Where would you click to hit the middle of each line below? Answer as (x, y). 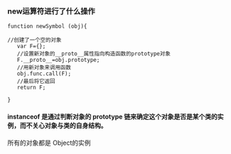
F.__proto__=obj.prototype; (58, 60)
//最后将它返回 (36, 82)
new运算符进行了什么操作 (52, 11)
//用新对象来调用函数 (44, 68)
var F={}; (31, 46)
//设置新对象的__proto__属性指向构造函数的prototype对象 (93, 54)
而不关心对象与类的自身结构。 (63, 125)
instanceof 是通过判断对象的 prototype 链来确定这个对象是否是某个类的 (113, 116)
